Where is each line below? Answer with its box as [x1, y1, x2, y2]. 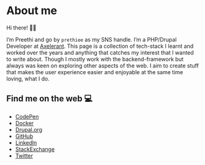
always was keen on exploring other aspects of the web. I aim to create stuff [6, 62, 199, 69]
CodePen [15, 113, 39, 120]
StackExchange [15, 145, 55, 153]
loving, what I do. [6, 75, 50, 82]
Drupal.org [15, 126, 43, 133]
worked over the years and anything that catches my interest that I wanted [6, 48, 194, 56]
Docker [15, 119, 34, 126]
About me [6, 4, 58, 18]
